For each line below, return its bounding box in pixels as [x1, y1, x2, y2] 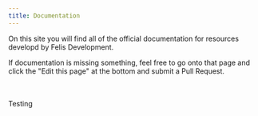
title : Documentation [8, 11, 81, 20]
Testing [8, 98, 34, 108]
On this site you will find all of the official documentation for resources [8, 34, 240, 43]
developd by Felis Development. [8, 42, 114, 52]
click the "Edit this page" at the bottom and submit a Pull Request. [8, 66, 225, 76]
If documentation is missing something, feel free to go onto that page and [8, 58, 250, 67]
